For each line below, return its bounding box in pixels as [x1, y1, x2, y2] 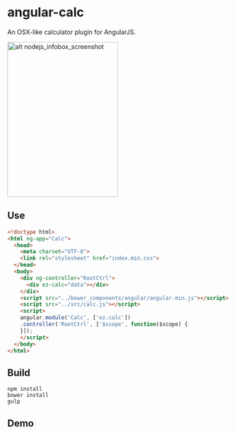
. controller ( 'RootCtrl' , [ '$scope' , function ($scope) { [20, 321, 189, 328]
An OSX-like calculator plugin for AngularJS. [7, 28, 136, 36]
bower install [7, 391, 49, 399]
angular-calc [7, 4, 85, 21]
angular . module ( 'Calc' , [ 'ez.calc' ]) [20, 314, 131, 321]
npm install [7, 386, 42, 393]
